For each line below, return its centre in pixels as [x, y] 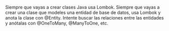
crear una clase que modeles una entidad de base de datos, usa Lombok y [83, 12]
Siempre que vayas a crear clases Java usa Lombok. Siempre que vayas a [82, 7]
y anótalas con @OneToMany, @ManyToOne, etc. [57, 23]
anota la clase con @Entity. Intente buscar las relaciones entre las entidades [85, 18]
